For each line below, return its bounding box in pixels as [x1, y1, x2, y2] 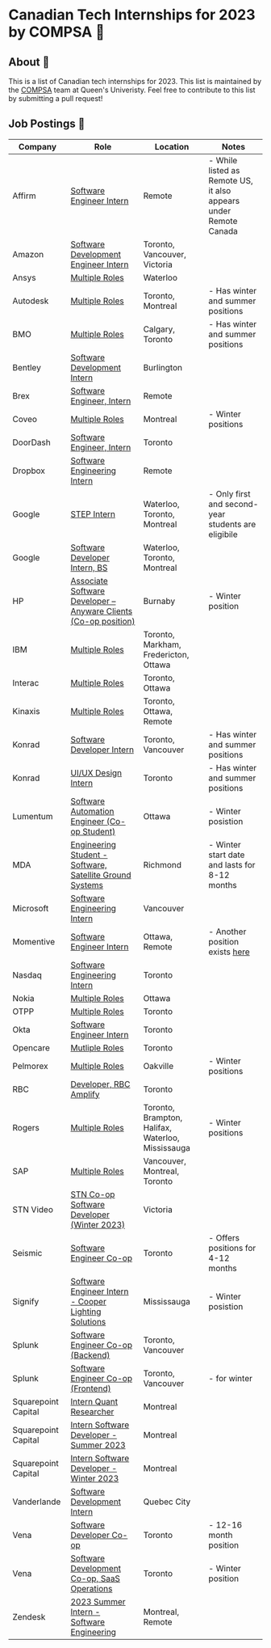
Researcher [70, 1405, 115, 1417]
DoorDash [12, 437, 51, 448]
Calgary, [143, 323, 176, 335]
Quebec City [143, 1496, 191, 1507]
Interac [12, 677, 40, 688]
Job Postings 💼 [8, 117, 85, 131]
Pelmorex [12, 1060, 48, 1071]
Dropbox [12, 465, 46, 476]
